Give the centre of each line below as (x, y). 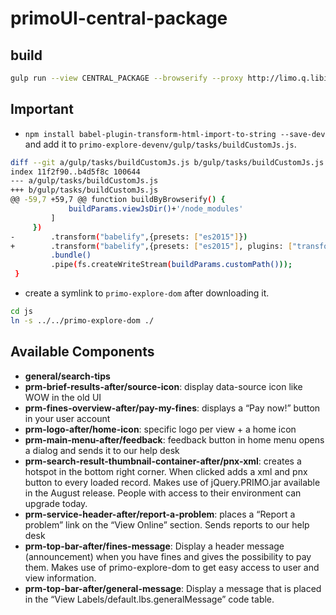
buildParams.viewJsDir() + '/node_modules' (156, 209)
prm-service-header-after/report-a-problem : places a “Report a (160, 514)
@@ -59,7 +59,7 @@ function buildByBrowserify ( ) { (118, 200)
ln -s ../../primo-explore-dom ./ (82, 320)
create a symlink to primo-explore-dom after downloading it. (147, 293)
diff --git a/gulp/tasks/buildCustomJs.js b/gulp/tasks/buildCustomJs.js (167, 162)
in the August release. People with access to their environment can (163, 493)
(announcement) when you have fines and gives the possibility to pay (168, 556)
